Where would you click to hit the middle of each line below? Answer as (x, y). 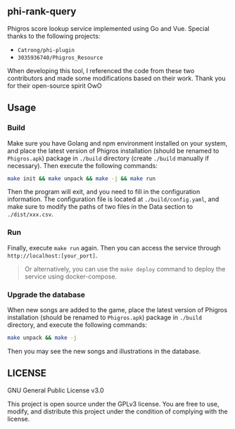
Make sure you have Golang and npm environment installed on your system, (118, 143)
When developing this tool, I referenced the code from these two (101, 70)
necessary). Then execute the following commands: (83, 165)
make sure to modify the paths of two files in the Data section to (100, 207)
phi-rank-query (42, 12)
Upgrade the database (46, 295)
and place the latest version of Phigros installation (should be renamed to (113, 151)
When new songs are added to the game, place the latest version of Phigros (117, 309)
